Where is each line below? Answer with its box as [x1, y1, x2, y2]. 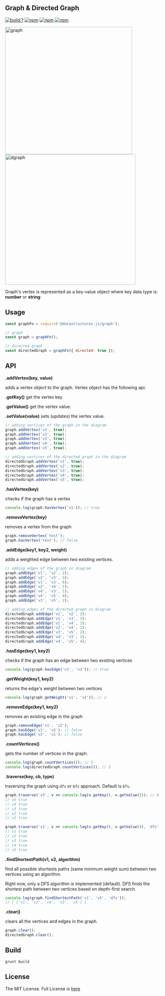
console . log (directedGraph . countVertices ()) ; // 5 [5, 765, 111, 770]
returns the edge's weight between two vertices [5, 685, 102, 691]
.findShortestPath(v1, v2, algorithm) [5, 856, 81, 862]
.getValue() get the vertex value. [5, 404, 71, 410]
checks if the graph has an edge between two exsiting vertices [5, 657, 133, 663]
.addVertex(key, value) [5, 375, 53, 381]
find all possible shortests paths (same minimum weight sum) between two [5, 866, 157, 872]
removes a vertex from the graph [5, 524, 72, 530]
